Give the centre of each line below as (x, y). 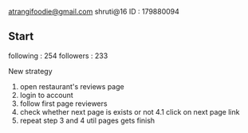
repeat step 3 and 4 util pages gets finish (87, 120)
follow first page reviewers (63, 104)
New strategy (31, 71)
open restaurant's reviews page (72, 86)
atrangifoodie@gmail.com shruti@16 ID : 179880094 (94, 12)
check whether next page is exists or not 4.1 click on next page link (130, 111)
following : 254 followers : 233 (58, 56)
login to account (46, 95)
